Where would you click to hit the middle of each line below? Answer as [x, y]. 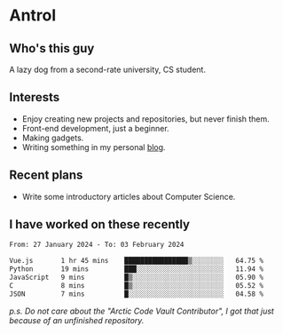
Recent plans [46, 175]
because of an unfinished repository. [77, 320]
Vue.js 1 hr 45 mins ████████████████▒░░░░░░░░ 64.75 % [137, 261]
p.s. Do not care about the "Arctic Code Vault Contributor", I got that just [142, 311]
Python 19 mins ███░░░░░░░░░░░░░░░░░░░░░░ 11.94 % [137, 269]
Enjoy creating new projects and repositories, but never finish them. [146, 119]
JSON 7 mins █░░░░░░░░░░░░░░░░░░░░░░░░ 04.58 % [137, 294]
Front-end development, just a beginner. [96, 128]
